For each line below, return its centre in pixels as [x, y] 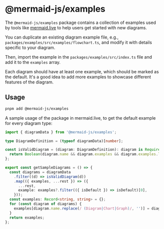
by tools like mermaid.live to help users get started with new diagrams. [76, 27]
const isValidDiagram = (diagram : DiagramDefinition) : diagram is [74, 150]
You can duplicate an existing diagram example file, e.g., [62, 37]
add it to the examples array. [33, 62]
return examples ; [27, 218]
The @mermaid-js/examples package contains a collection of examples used [81, 22]
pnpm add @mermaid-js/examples [37, 108]
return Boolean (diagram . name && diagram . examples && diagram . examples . [84, 154]
